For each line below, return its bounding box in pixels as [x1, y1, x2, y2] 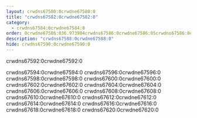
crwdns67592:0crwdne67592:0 [6, 57, 83, 65]
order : [6, 31, 22, 36]
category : [6, 19, 30, 25]
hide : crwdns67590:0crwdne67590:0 [6, 42, 91, 48]
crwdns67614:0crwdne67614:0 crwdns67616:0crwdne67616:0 [6, 100, 157, 107]
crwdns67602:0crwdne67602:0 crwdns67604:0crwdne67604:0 [6, 81, 161, 88]
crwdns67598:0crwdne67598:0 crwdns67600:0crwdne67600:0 [6, 75, 161, 82]
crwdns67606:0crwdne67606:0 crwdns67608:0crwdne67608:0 [6, 87, 161, 95]
